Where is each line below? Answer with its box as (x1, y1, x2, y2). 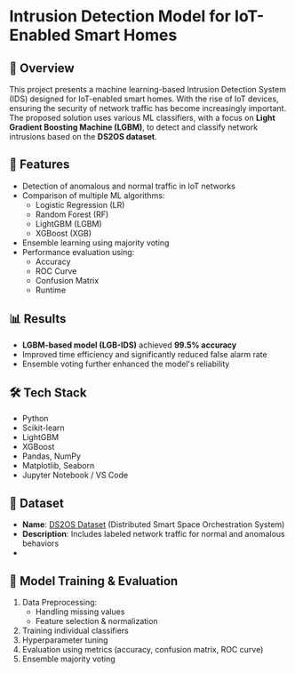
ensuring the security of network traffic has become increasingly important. (9, 103, 287, 113)
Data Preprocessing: (21, 597, 98, 608)
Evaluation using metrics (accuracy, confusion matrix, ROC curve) (21, 645, 264, 655)
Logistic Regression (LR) (35, 199, 125, 210)
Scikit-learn (21, 422, 65, 433)
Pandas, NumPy (21, 451, 82, 461)
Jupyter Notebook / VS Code (21, 469, 129, 481)
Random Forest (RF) (35, 209, 109, 220)
